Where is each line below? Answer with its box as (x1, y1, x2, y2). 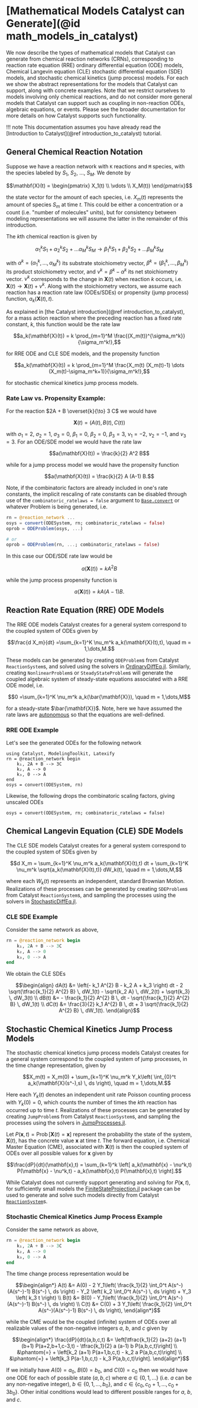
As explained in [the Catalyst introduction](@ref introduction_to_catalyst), (6, 308, 185, 315)
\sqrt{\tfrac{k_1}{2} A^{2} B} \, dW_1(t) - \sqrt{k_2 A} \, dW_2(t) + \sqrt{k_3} (8, 988, 190, 995)
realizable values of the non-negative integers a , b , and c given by (6, 1324, 168, 1332)
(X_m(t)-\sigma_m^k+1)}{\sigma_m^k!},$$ (48, 368, 150, 375)
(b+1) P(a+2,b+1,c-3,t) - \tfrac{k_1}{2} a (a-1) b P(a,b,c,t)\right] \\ (21, 1342, 177, 1350)
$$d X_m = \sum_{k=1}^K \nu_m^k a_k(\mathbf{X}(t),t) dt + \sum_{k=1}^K (9, 859, 189, 867)
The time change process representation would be (6, 1270, 129, 1278)
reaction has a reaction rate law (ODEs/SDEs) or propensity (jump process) (6, 289, 189, 296)
